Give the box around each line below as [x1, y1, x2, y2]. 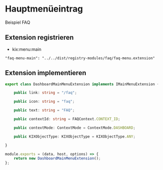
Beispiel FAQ [5, 19, 31, 25]
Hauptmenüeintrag [5, 3, 83, 15]
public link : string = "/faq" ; [14, 91, 77, 95]
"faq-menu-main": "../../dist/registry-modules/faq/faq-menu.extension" [5, 56, 155, 61]
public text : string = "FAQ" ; [14, 108, 75, 113]
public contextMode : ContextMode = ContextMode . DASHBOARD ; [14, 125, 136, 130]
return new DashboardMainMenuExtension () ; [14, 156, 101, 161]
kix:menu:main [12, 46, 42, 52]
